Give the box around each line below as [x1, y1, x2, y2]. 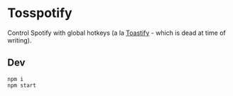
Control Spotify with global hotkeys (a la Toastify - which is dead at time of [7, 28, 226, 37]
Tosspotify [7, 5, 72, 21]
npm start [7, 82, 37, 89]
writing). [7, 36, 32, 44]
